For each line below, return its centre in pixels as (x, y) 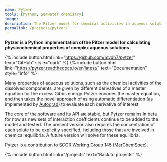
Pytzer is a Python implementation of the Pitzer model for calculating (78, 42)
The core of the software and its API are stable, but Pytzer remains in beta (81, 114)
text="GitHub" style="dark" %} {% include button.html (61, 63)
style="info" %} (21, 73)
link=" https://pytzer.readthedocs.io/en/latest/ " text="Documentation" (76, 68)
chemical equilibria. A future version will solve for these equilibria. (73, 135)
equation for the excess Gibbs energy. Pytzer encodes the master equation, (83, 94)
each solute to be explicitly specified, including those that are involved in (80, 130)
